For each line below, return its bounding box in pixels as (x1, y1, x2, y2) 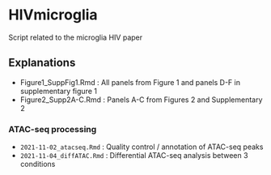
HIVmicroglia (8, 6, 99, 24)
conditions (19, 160, 56, 169)
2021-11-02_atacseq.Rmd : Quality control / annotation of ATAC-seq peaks (19, 142, 264, 152)
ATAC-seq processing (8, 123, 97, 134)
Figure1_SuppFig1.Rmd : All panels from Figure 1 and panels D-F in (19, 77, 241, 87)
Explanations (8, 56, 76, 70)
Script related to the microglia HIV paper (8, 32, 143, 42)
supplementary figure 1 (19, 86, 97, 96)
